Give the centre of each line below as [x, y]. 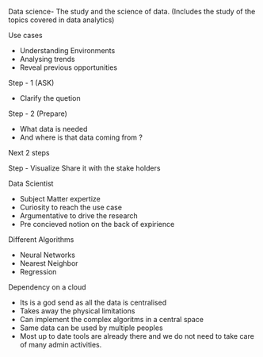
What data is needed [53, 129]
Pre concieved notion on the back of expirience [97, 224]
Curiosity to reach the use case [71, 207]
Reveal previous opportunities [68, 67]
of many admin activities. [61, 345]
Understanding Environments [67, 50]
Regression [38, 272]
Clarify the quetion [50, 98]
